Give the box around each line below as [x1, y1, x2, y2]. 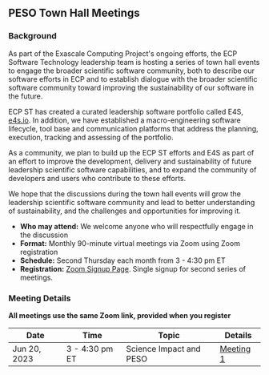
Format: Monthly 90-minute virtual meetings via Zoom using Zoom [19, 238, 240, 248]
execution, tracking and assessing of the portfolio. [8, 132, 174, 142]
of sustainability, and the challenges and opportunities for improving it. [8, 206, 242, 216]
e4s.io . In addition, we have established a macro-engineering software [8, 115, 242, 125]
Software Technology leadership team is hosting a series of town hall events [8, 57, 260, 67]
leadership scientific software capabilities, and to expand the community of [8, 164, 257, 175]
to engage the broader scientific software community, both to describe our [8, 66, 255, 75]
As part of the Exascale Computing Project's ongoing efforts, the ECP [8, 48, 238, 58]
